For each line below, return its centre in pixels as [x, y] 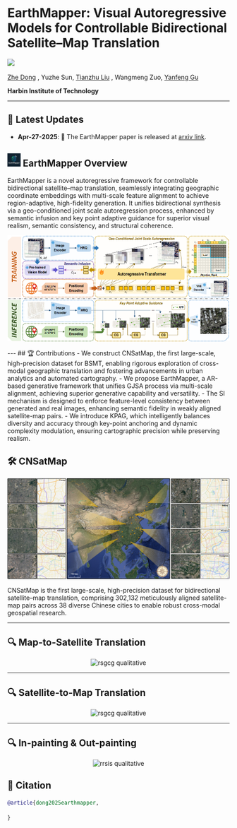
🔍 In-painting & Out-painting [72, 743]
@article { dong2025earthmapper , [53, 803]
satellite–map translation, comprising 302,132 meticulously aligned [104, 598]
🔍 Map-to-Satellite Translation [77, 642]
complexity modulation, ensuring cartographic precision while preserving [114, 431]
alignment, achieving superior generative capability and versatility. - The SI [116, 393]
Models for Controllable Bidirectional [117, 28]
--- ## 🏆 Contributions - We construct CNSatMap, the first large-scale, [112, 353]
